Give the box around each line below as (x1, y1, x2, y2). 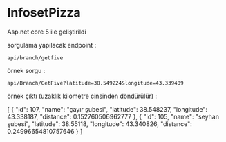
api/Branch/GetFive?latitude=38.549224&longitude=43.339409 (7, 79, 185, 87)
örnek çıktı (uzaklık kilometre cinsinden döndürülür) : (7, 92, 158, 100)
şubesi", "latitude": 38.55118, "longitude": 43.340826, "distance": (7, 119, 192, 128)
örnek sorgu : (7, 66, 46, 74)
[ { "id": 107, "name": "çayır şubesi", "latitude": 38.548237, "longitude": (7, 105, 208, 113)
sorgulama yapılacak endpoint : (7, 41, 97, 49)
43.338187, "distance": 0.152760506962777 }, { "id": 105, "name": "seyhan (7, 112, 220, 121)
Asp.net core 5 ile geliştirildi (7, 28, 86, 36)
